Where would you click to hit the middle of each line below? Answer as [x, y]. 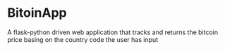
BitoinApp [37, 13]
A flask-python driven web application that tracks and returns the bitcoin [113, 32]
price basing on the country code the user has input [83, 39]
